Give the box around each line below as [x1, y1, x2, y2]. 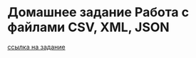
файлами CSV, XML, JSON [7, 19, 170, 35]
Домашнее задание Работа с [7, 4, 190, 21]
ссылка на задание [7, 42, 66, 51]
